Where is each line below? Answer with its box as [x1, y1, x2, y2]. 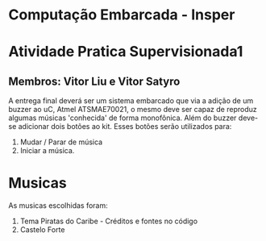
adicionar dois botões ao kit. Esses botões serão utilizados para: [18, 122, 232, 131]
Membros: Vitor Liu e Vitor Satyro [8, 74, 181, 88]
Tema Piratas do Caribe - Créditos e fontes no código [19, 216, 198, 226]
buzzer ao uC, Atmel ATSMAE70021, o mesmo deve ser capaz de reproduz [8, 105, 258, 114]
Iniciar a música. [19, 146, 75, 156]
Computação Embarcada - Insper [8, 6, 235, 24]
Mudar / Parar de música [19, 137, 103, 147]
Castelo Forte [19, 225, 65, 235]
